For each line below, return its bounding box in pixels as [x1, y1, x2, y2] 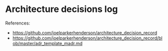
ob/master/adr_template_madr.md [12, 40, 83, 46]
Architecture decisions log [5, 3, 118, 15]
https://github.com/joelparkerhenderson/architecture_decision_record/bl [12, 35, 163, 41]
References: [5, 20, 30, 26]
